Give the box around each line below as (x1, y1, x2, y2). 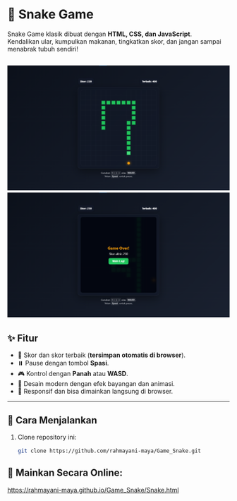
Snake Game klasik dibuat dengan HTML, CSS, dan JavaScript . (7, 30, 193, 38)
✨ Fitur (7, 332, 39, 344)
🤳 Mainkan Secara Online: (7, 467, 123, 479)
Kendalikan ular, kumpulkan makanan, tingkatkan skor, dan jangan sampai (7, 37, 221, 45)
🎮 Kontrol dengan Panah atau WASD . (17, 370, 128, 378)
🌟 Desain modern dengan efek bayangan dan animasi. (17, 380, 175, 388)
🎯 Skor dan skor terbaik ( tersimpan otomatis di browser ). (17, 351, 186, 359)
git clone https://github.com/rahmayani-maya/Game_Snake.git (17, 447, 202, 454)
